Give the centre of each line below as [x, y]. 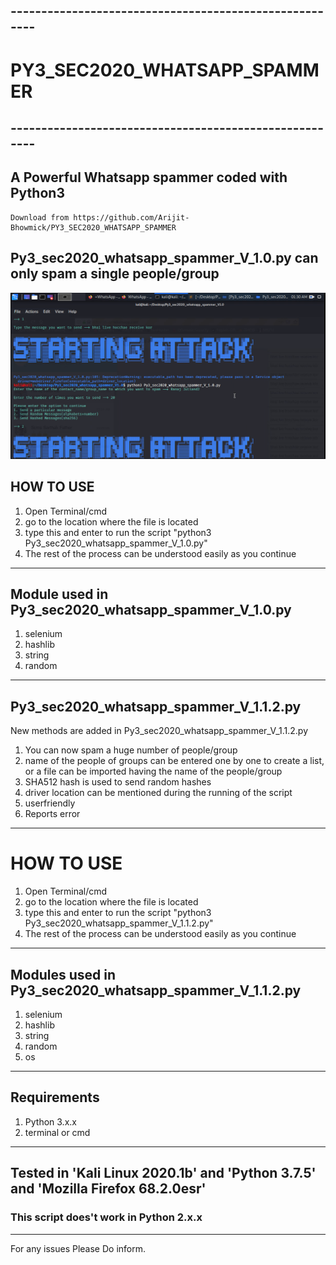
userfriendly [50, 803]
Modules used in [63, 974]
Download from [40, 217]
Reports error [52, 814]
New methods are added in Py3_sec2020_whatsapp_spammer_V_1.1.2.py [159, 731]
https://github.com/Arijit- [131, 217]
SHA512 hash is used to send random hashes [118, 782]
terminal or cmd [57, 1132]
